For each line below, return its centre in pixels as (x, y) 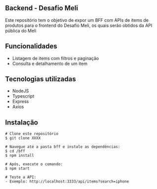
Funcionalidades (31, 46)
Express (20, 102)
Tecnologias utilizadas (40, 79)
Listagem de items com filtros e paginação (56, 58)
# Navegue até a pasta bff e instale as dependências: (63, 147)
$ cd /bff (15, 151)
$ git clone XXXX (23, 138)
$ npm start (17, 169)
